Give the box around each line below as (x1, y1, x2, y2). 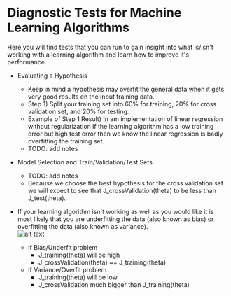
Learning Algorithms (7, 20, 129, 36)
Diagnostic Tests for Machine (7, 5, 182, 21)
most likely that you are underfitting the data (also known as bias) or (17, 215, 214, 223)
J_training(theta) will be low (38, 273, 118, 281)
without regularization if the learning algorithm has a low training (27, 122, 214, 130)
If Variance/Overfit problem (27, 265, 107, 274)
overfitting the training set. (27, 136, 105, 145)
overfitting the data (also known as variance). (17, 222, 148, 230)
